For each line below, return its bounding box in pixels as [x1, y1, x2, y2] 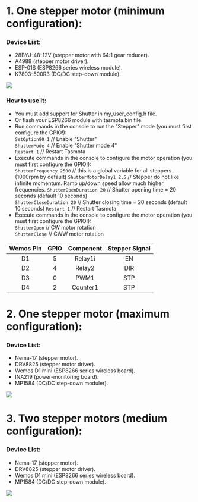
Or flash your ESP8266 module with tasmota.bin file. [14, 116, 143, 123]
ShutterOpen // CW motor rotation [14, 224, 96, 231]
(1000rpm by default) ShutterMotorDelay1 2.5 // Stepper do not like [14, 173, 180, 180]
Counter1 [72, 283, 99, 291]
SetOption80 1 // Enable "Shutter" [14, 135, 97, 142]
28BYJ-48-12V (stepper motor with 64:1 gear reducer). [14, 52, 149, 59]
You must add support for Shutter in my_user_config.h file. [14, 110, 157, 117]
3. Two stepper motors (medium [6, 412, 168, 425]
